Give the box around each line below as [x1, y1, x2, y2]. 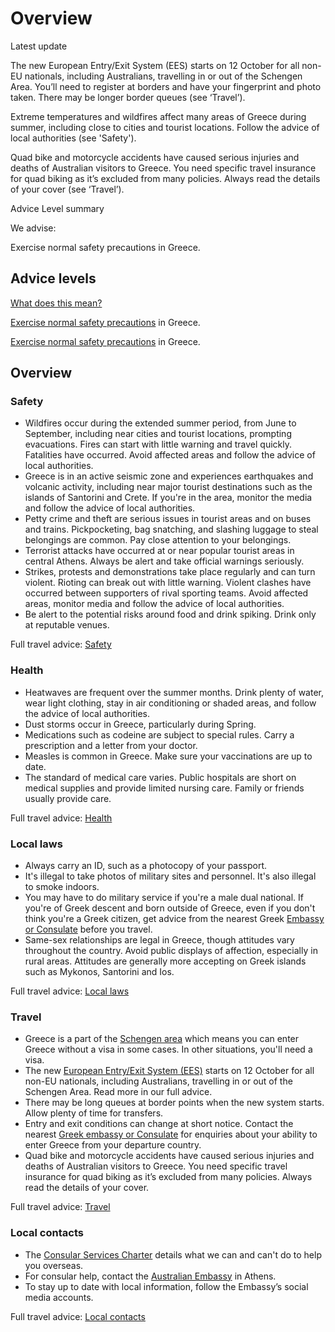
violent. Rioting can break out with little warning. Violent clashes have [24, 577, 312, 589]
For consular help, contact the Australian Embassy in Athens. [24, 1270, 277, 1282]
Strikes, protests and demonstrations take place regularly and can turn [24, 566, 316, 578]
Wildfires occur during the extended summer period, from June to [24, 417, 297, 429]
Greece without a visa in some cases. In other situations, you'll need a [24, 1043, 313, 1056]
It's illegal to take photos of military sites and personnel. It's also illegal [24, 870, 317, 882]
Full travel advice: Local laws [10, 985, 130, 997]
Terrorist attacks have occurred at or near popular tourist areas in [24, 545, 295, 557]
